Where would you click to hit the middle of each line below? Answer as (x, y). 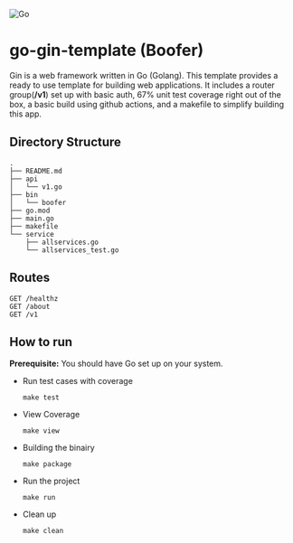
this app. (26, 114)
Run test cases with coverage (78, 381)
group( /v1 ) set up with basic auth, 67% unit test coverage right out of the (146, 94)
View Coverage (51, 415)
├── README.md (36, 171)
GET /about (30, 306)
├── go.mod (30, 211)
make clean (43, 531)
